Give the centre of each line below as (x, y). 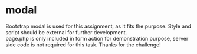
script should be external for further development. (66, 32)
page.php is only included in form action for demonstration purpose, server (97, 38)
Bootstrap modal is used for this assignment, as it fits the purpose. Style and (98, 26)
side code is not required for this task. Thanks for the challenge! (83, 45)
